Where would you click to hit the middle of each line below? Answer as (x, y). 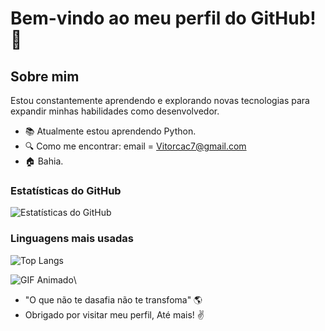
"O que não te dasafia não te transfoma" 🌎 (113, 299)
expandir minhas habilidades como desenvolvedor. (115, 111)
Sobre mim (45, 76)
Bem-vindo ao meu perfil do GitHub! (163, 18)
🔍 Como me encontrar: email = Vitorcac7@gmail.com (135, 146)
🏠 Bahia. (44, 161)
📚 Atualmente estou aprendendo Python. (110, 131)
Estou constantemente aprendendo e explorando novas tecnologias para (160, 100)
